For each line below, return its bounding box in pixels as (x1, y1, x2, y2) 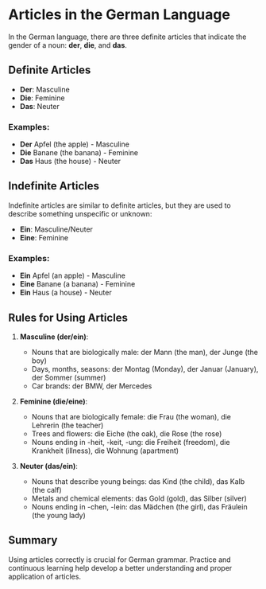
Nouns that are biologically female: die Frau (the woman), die (31, 412, 232, 421)
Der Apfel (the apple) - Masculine (19, 139, 129, 149)
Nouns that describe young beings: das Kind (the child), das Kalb (31, 476, 245, 486)
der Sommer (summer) (31, 373, 106, 382)
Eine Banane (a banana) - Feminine (19, 279, 136, 289)
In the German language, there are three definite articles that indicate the (8, 32, 247, 41)
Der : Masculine (19, 84, 70, 94)
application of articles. (8, 571, 82, 581)
